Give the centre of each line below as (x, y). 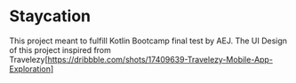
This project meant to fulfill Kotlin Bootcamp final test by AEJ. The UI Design (148, 41)
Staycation (50, 16)
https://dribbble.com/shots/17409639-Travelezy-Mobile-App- (160, 59)
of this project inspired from (60, 49)
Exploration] (32, 69)
